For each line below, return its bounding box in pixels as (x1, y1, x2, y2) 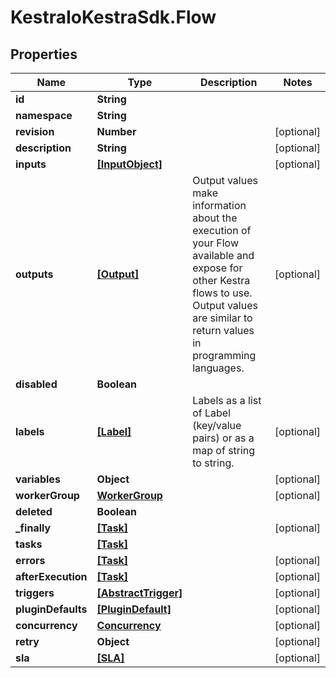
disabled (15, 377, 58, 391)
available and (192, 249, 255, 262)
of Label (192, 406, 232, 420)
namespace (15, 109, 73, 122)
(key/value (192, 419, 242, 432)
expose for (192, 261, 243, 275)
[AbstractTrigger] (96, 586, 183, 600)
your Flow (192, 236, 239, 250)
